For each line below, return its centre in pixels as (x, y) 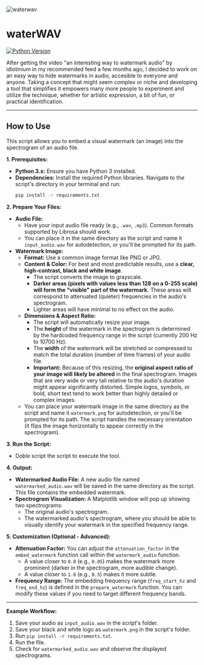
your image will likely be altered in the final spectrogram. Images (115, 374)
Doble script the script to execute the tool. (68, 456)
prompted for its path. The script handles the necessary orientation (108, 419)
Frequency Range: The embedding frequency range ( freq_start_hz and (105, 580)
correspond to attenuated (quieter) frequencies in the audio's (110, 296)
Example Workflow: (32, 611)
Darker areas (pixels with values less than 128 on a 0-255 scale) (115, 283)
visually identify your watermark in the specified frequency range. (107, 524)
